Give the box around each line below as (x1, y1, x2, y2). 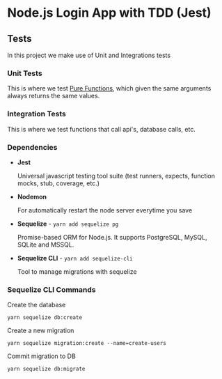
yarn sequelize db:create (7, 314, 82, 321)
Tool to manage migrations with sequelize (17, 267, 137, 276)
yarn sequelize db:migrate (7, 366, 86, 373)
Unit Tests (7, 68, 43, 78)
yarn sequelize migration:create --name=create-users (7, 340, 167, 347)
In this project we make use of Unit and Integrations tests (7, 51, 171, 59)
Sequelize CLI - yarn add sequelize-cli (17, 254, 134, 262)
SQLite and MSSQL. (17, 240, 74, 249)
